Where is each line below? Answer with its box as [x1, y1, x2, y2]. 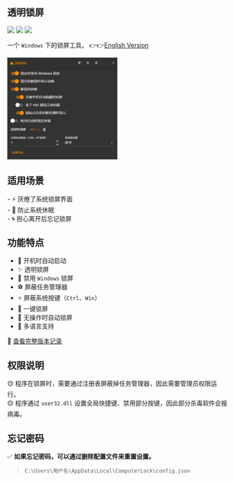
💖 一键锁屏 [17, 305, 48, 313]
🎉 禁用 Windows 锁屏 [17, 274, 73, 282]
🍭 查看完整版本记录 [7, 337, 63, 345]
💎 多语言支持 [17, 322, 54, 331]
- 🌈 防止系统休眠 [7, 206, 54, 214]
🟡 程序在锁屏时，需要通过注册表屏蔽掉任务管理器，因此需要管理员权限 [7, 380, 211, 388]
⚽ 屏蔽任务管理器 [17, 282, 68, 292]
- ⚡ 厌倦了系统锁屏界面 [7, 194, 73, 203]
